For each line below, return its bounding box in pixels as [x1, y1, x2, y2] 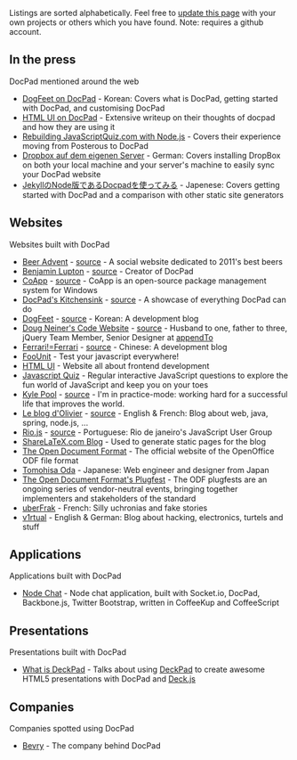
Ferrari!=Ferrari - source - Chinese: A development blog [21, 341, 228, 352]
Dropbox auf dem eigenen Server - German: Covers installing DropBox [21, 150, 281, 160]
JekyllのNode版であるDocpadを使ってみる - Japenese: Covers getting [21, 179, 280, 190]
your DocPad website [21, 168, 101, 179]
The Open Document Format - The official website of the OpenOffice [21, 445, 275, 456]
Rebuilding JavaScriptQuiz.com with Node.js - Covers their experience [21, 131, 282, 142]
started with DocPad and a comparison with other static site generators [21, 189, 285, 200]
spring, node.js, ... [21, 417, 89, 428]
